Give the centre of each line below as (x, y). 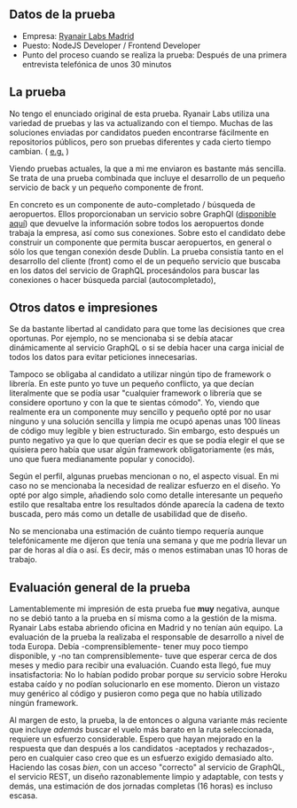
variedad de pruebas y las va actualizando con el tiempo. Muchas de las (141, 122)
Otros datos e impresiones (83, 308)
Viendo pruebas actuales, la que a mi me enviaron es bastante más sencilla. (148, 169)
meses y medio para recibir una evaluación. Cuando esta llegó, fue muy (141, 665)
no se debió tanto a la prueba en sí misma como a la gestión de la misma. (143, 618)
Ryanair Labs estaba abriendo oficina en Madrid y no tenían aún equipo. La (146, 628)
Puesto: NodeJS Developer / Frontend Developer (111, 45)
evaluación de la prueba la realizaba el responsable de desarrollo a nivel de (147, 637)
